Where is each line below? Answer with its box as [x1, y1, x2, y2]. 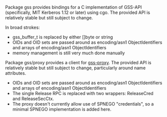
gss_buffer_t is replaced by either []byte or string [12, 34, 113, 40]
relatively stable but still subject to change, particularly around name [5, 65, 146, 71]
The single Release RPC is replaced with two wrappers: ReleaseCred [12, 91, 154, 96]
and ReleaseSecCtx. [12, 96, 54, 102]
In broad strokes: [5, 24, 40, 30]
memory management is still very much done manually [12, 50, 125, 56]
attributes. [5, 70, 26, 76]
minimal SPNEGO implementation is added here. [12, 107, 112, 112]
